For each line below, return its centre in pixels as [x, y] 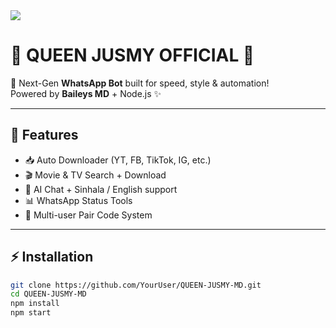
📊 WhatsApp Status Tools [78, 200]
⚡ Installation [52, 257]
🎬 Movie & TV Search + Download [95, 175]
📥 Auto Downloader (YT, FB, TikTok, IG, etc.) [118, 160]
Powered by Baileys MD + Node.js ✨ [86, 93]
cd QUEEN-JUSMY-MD [48, 294]
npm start [31, 313]
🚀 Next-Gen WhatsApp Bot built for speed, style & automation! [140, 83]
